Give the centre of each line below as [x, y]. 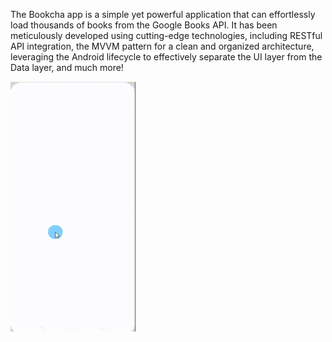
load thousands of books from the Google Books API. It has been [144, 25]
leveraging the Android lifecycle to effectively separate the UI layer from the [166, 57]
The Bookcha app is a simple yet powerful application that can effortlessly [163, 14]
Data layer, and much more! [67, 67]
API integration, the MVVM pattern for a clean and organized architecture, [162, 46]
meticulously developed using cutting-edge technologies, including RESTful [166, 35]
